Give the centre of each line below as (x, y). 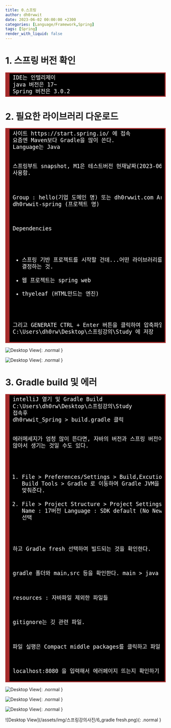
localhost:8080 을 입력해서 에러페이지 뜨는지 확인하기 (86, 671)
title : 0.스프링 (21, 10)
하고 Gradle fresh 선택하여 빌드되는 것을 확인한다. (82, 549)
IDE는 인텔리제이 (34, 78)
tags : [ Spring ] (21, 29)
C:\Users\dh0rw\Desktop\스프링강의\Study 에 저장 (83, 332)
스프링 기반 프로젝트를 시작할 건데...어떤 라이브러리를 (92, 260)
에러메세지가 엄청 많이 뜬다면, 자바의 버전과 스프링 (79, 439)
